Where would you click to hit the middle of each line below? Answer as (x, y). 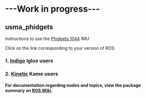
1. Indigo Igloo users (29, 60)
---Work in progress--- (53, 9)
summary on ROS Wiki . (29, 91)
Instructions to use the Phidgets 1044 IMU (47, 39)
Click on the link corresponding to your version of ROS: (60, 48)
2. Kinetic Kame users (32, 74)
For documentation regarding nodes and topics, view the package (73, 85)
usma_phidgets (29, 27)
